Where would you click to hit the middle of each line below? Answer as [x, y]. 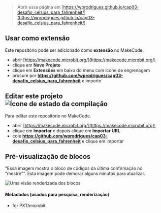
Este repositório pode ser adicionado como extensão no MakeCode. [75, 50]
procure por [24, 75]
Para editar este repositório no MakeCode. [48, 116]
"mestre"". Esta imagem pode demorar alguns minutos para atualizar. [75, 174]
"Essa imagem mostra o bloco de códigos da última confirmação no [74, 168]
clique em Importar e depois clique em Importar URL [66, 131]
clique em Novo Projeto [36, 65]
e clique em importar [103, 141]
